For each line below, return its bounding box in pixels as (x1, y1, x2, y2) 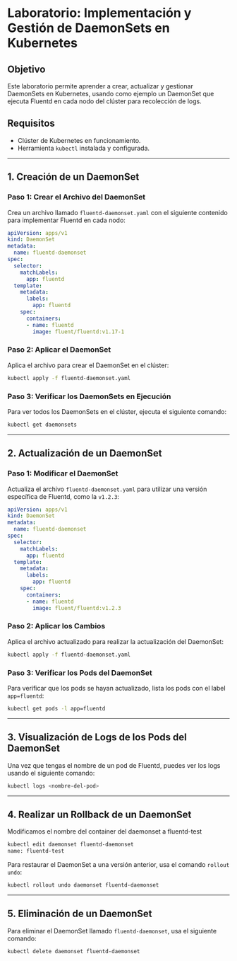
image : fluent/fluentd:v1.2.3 (32, 604, 121, 611)
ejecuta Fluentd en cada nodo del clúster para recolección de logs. (7, 97, 202, 105)
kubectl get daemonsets (7, 421, 78, 428)
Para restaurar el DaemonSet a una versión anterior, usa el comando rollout (7, 861, 230, 869)
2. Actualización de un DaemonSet (7, 447, 162, 459)
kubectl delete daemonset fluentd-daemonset (7, 948, 140, 955)
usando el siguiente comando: (7, 769, 95, 777)
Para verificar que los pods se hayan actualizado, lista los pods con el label (7, 684, 226, 692)
